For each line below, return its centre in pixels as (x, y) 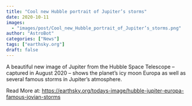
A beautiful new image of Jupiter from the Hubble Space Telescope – (90, 67)
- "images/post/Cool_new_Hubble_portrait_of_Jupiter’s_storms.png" (97, 28)
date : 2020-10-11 (28, 17)
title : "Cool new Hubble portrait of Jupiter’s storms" (76, 11)
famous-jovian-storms (33, 97)
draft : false (22, 50)
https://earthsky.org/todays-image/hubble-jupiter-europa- (113, 90)
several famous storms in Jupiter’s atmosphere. (64, 79)
